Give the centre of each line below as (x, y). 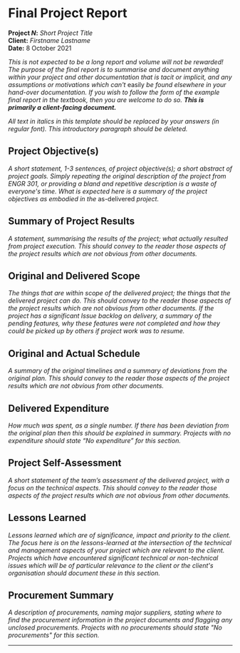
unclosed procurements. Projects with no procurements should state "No (115, 628)
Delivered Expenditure (59, 408)
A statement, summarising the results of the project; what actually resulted (118, 238)
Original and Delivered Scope (74, 276)
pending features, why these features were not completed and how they (114, 323)
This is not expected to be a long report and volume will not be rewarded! (116, 61)
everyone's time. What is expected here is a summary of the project (108, 191)
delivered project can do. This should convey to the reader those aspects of (120, 300)
